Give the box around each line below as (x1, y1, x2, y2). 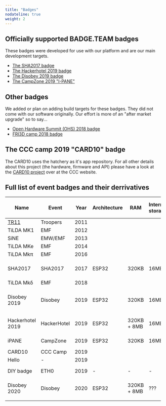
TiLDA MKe (7, 243, 34, 249)
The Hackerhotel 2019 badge (12, 68, 72, 74)
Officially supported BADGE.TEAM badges (5, 35, 139, 43)
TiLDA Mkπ (7, 250, 34, 257)
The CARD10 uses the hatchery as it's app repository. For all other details (5, 159, 154, 164)
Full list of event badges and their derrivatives (5, 183, 150, 192)
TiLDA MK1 (7, 227, 35, 234)
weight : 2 (5, 16, 26, 21)
